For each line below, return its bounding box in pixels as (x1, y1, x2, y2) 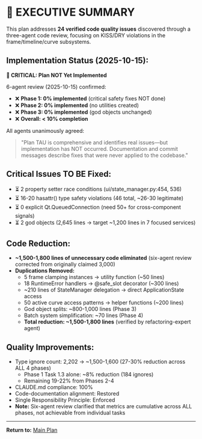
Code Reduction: (6, 238, 71, 248)
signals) (14, 212, 35, 219)
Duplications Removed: (14, 267, 75, 274)
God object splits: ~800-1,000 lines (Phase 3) (23, 305, 137, 313)
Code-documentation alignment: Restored (14, 390, 120, 398)
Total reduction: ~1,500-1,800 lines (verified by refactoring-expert (23, 318, 191, 325)
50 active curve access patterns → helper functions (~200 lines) (23, 299, 184, 306)
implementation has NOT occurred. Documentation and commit (20, 145, 179, 152)
